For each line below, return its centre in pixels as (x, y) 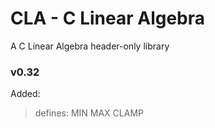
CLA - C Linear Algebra (108, 18)
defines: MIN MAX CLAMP (89, 113)
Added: (25, 94)
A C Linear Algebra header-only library (90, 46)
